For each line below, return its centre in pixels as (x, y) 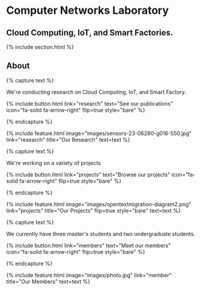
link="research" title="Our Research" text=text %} (68, 139)
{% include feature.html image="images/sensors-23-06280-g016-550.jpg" (99, 133)
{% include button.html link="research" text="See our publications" (90, 103)
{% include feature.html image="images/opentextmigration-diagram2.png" (99, 204)
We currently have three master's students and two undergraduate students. (101, 234)
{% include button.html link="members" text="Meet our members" (88, 245)
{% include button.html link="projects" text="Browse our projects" (88, 174)
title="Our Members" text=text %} (48, 281)
